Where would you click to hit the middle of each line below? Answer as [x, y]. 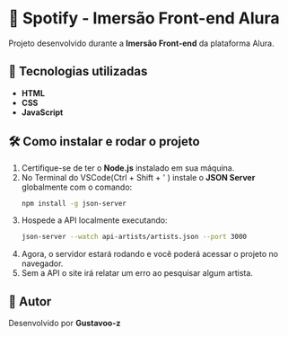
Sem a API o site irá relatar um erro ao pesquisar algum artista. [137, 273]
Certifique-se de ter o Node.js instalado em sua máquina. [128, 168]
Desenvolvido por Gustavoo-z [65, 324]
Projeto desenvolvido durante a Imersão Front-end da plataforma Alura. [141, 43]
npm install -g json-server [74, 203]
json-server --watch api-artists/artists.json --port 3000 [134, 237]
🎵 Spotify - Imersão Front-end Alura [144, 18]
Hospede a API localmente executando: [94, 220]
